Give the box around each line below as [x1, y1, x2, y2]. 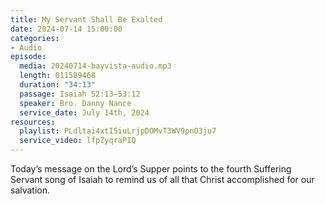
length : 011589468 [19, 71, 97, 81]
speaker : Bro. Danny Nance [19, 98, 132, 108]
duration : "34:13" [19, 80, 97, 90]
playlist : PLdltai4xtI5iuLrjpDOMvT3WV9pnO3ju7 [19, 126, 217, 136]
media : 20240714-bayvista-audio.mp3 [19, 61, 172, 71]
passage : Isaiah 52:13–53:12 [19, 89, 141, 99]
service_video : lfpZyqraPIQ [19, 136, 137, 146]
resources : [10, 117, 56, 127]
